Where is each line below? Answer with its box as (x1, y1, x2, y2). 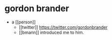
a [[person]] (11, 19, 36, 25)
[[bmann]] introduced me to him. (18, 29, 84, 35)
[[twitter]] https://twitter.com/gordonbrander (18, 24, 108, 30)
